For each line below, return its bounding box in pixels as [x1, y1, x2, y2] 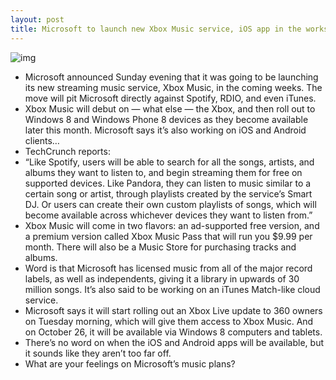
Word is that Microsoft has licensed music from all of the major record [24, 262, 313, 274]
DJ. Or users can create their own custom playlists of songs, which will [24, 198, 317, 210]
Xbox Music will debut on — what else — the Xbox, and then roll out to [24, 102, 316, 115]
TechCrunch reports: [24, 145, 111, 157]
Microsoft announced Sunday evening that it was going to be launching [24, 71, 319, 83]
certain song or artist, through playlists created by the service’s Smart [24, 187, 313, 200]
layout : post [10, 14, 65, 25]
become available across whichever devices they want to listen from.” [24, 209, 313, 221]
